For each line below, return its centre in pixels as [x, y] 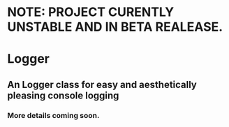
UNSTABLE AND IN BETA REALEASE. [115, 27]
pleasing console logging [63, 95]
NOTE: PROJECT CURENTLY [91, 12]
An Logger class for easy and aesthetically [102, 84]
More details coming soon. [53, 115]
